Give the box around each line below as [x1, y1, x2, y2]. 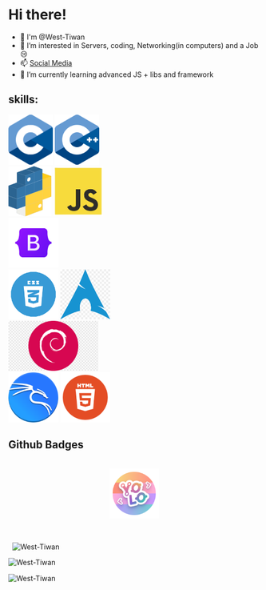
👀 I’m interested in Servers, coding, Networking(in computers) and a [19, 40, 244, 50]
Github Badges [8, 438, 84, 452]
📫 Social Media [19, 58, 73, 67]
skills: [8, 93, 38, 106]
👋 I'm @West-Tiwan [19, 32, 85, 42]
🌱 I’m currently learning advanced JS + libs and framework [19, 70, 214, 79]
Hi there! [8, 6, 67, 24]
